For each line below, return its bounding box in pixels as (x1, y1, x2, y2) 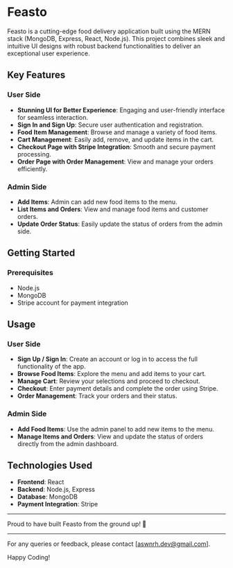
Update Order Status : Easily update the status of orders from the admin (17, 220, 223, 228)
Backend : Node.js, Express (17, 486, 96, 494)
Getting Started (7, 247, 76, 259)
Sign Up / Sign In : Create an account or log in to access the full (17, 355, 198, 364)
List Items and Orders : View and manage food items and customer (17, 205, 209, 213)
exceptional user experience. (7, 49, 90, 57)
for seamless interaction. (17, 113, 89, 121)
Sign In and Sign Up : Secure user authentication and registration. (17, 121, 204, 129)
